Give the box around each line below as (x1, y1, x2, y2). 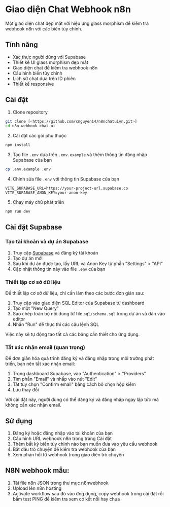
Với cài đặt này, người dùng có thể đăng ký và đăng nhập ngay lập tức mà (5, 396, 159, 403)
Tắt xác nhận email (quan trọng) (5, 344, 85, 351)
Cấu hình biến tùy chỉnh (12, 70, 62, 76)
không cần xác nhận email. (5, 402, 62, 408)
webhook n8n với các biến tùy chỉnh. (5, 25, 83, 31)
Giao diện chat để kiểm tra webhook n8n (12, 64, 98, 70)
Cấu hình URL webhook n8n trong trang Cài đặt (12, 436, 112, 442)
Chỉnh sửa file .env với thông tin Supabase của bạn (12, 176, 119, 182)
